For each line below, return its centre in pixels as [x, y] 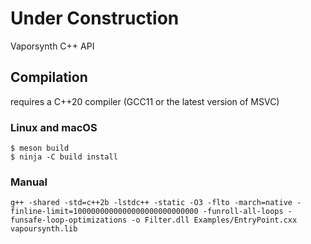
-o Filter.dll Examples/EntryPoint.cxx [214, 220]
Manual [29, 182]
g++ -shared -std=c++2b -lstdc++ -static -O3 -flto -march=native [151, 203]
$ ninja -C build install [64, 157]
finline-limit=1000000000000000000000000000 [104, 212]
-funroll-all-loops [243, 212]
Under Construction [95, 18]
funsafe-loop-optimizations [69, 220]
